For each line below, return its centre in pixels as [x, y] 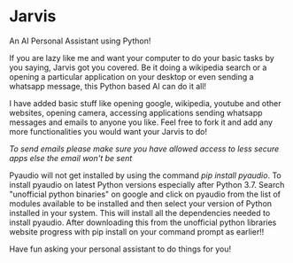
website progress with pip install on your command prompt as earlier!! [137, 231]
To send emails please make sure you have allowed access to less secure [144, 149]
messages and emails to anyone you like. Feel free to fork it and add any [141, 122]
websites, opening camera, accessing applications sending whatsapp [136, 112]
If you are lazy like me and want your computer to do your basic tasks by [142, 58]
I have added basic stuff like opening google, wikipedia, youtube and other [145, 103]
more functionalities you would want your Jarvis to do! [108, 131]
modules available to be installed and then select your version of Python [141, 203]
